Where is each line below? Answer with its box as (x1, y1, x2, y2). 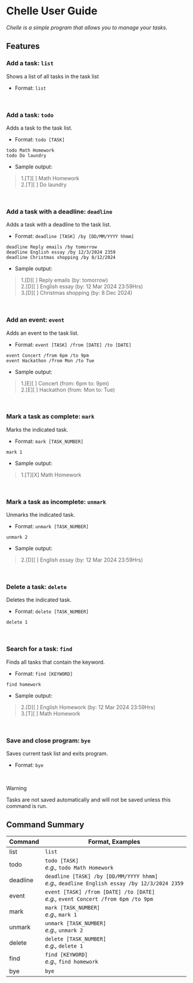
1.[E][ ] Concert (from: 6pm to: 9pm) (20, 380, 110, 387)
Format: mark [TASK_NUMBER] (14, 437, 83, 445)
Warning (6, 785, 27, 791)
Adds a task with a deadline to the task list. (6, 221, 111, 228)
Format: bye (14, 762, 43, 768)
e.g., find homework (45, 957, 98, 965)
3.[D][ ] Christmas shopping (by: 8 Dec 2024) (20, 289, 133, 297)
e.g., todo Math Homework (45, 863, 114, 871)
